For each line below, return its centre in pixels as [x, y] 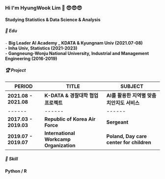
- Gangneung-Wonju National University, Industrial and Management [77, 53]
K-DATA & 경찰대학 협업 [71, 96]
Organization [60, 146]
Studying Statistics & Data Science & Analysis [53, 20]
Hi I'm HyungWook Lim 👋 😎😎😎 [44, 8]
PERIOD [24, 86]
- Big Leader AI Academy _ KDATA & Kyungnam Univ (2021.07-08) [74, 43]
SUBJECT [132, 86]
